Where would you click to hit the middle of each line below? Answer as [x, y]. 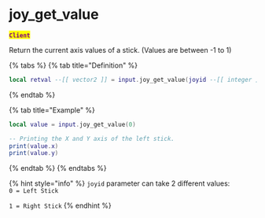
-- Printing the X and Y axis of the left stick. [92, 139]
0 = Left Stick [34, 191]
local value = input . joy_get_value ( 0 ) [72, 124]
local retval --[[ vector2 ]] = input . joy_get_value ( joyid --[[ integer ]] [136, 79]
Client [20, 35]
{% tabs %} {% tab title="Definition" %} [74, 65]
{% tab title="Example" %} [52, 110]
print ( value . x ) [34, 146]
